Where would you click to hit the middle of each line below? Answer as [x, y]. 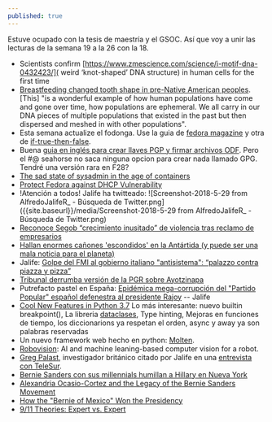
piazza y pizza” [45, 271]
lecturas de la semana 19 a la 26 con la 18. [78, 48]
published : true [35, 16]
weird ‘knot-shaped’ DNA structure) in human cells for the [158, 72]
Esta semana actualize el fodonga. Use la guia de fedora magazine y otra [142, 133]
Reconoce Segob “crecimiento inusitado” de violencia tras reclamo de [136, 228]
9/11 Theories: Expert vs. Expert [72, 409]
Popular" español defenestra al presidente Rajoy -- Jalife [115, 297]
